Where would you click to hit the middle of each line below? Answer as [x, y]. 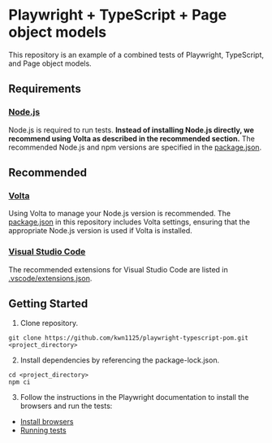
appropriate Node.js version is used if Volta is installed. [100, 231]
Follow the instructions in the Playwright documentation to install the [134, 397]
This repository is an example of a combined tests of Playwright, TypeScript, [136, 54]
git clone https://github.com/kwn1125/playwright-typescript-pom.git [129, 338]
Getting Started [48, 304]
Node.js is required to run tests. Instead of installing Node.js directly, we [131, 130]
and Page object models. [50, 63]
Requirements [45, 89]
